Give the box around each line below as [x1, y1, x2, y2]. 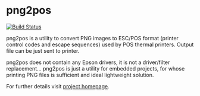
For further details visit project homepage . [6, 82, 110, 89]
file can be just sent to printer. [6, 47, 80, 54]
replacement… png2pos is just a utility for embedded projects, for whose [6, 65, 185, 72]
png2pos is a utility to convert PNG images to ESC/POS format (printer [6, 34, 179, 41]
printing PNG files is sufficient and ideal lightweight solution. [6, 71, 154, 78]
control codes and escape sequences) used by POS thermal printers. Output [6, 41, 194, 48]
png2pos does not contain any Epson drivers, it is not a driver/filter [6, 59, 170, 66]
